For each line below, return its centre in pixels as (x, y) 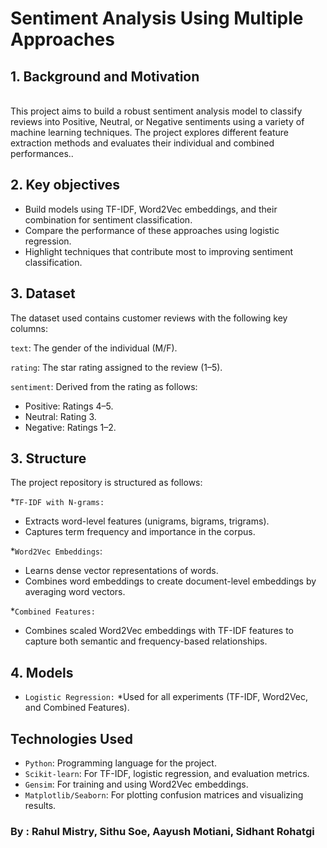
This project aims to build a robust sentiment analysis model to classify (156, 111)
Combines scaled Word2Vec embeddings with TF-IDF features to (159, 631)
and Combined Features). (77, 708)
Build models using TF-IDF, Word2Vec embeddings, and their (151, 209)
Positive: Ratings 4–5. (69, 406)
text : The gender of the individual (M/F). (94, 348)
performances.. (42, 153)
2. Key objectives (65, 185)
